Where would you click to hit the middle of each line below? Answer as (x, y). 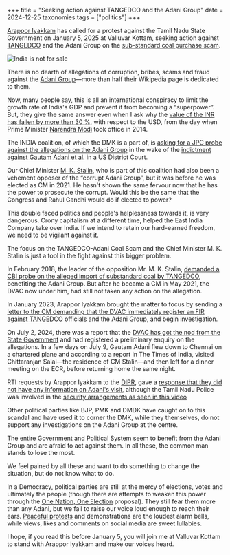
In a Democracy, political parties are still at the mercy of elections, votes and (115, 487)
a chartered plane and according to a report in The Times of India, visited (111, 354)
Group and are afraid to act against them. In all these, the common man (108, 446)
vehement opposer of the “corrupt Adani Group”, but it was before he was (112, 178)
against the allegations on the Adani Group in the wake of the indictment (109, 150)
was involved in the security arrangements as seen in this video (97, 397)
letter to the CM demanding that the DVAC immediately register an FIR (106, 312)
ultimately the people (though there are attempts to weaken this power (107, 494)
